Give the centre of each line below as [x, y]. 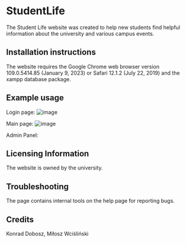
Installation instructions [51, 52]
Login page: [21, 112]
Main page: [20, 123]
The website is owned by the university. [54, 168]
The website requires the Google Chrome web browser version [83, 66]
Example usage [35, 98]
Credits [20, 220]
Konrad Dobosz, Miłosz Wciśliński [47, 234]
